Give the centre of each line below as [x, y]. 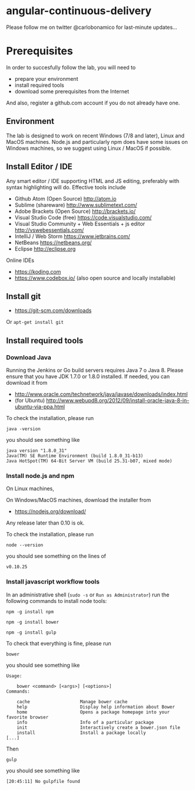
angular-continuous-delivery [79, 11]
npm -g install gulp [32, 632]
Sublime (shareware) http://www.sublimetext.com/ [76, 205]
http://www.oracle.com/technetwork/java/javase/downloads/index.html [101, 394]
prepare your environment [46, 78]
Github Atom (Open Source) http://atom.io [65, 198]
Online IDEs [20, 260]
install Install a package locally [81, 733]
